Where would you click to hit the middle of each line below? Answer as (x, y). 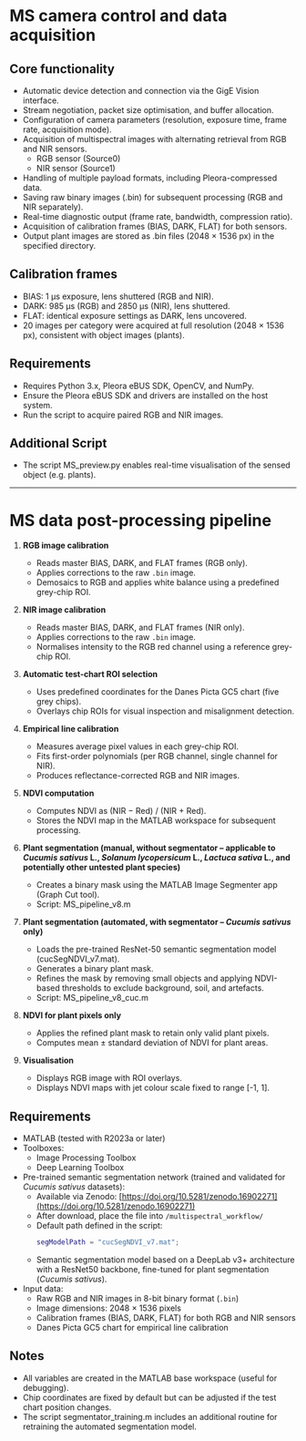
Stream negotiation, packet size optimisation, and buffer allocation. (148, 110)
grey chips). (59, 702)
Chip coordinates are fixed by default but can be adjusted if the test (149, 1397)
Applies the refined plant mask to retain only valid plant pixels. (153, 1033)
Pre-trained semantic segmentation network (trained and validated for (154, 1178)
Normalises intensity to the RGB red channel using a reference (153, 647)
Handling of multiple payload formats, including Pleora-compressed (150, 178)
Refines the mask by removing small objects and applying (144, 978)
